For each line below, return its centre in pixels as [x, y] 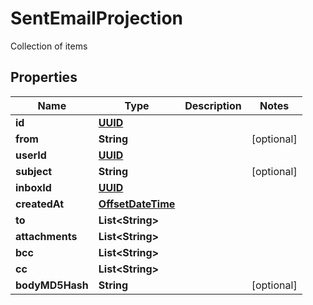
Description [213, 105]
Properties [44, 77]
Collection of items [49, 46]
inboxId [33, 187]
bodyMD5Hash [52, 285]
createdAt [40, 204]
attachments [46, 236]
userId [31, 155]
